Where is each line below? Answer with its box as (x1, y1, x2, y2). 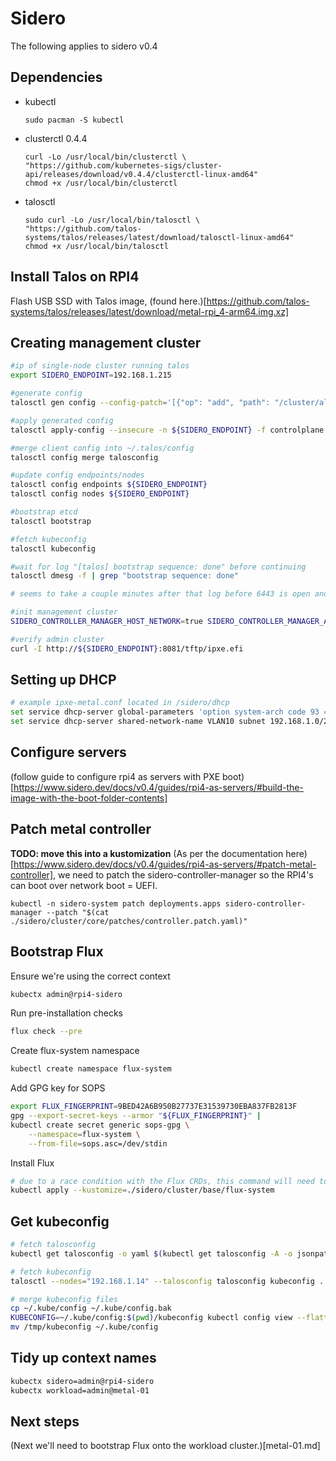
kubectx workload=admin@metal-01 (10, 1385, 150, 1396)
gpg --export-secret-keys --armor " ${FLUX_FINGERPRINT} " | (10, 1111, 262, 1121)
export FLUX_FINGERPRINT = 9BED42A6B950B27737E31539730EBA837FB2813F (10, 1102, 298, 1112)
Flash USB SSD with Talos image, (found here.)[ (10, 295, 207, 307)
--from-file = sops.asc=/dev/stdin (28, 1138, 168, 1149)
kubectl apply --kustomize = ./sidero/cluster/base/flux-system (10, 1185, 275, 1196)
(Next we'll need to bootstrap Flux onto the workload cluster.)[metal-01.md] (10, 1440, 321, 1452)
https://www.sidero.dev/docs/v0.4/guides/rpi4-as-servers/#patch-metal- (13, 858, 317, 870)
